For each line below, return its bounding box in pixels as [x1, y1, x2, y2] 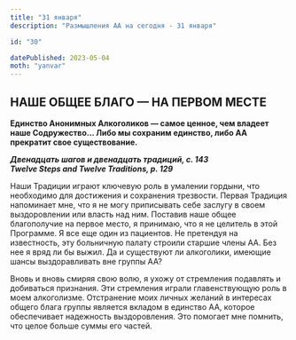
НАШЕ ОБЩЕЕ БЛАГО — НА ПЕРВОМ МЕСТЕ [10, 94, 267, 109]
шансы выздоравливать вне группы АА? [10, 256, 163, 266]
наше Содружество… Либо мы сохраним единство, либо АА [10, 127, 247, 138]
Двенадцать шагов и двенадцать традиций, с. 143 [10, 154, 209, 164]
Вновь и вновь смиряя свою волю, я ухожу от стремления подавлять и [10, 273, 282, 284]
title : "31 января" [10, 12, 82, 22]
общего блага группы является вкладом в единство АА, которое [10, 301, 255, 312]
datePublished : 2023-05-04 [10, 53, 110, 62]
